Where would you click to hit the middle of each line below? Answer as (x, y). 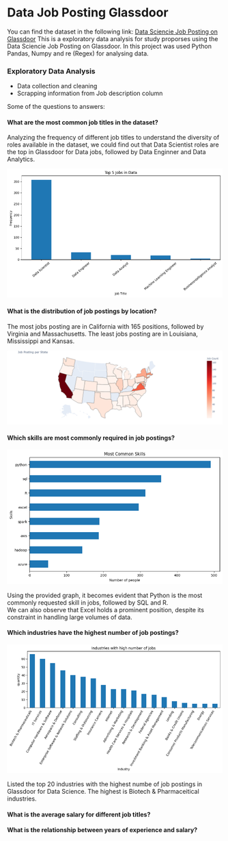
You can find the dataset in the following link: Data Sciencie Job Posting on (113, 32)
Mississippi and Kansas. (41, 341)
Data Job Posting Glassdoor (88, 13)
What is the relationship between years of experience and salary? (102, 830)
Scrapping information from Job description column (90, 93)
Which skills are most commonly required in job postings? (91, 438)
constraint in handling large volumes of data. (70, 617)
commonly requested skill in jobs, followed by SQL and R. (88, 602)
